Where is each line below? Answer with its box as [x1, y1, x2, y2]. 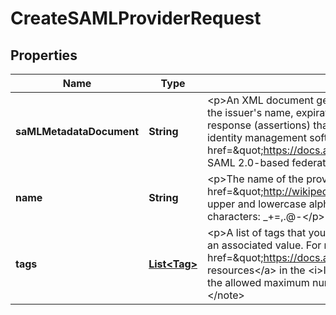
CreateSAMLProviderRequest [10, 7, 262, 30]
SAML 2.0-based [206, 156, 290, 169]
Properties [10, 47, 78, 64]
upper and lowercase [206, 197, 307, 211]
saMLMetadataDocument [15, 125, 140, 138]
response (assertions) [206, 118, 311, 132]
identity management [206, 131, 307, 144]
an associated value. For [206, 238, 322, 252]
